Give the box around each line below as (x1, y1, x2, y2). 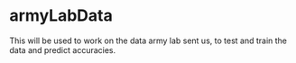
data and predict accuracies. (9, 44, 116, 55)
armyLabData (9, 5, 113, 26)
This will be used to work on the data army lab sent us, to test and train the (9, 35, 287, 46)
